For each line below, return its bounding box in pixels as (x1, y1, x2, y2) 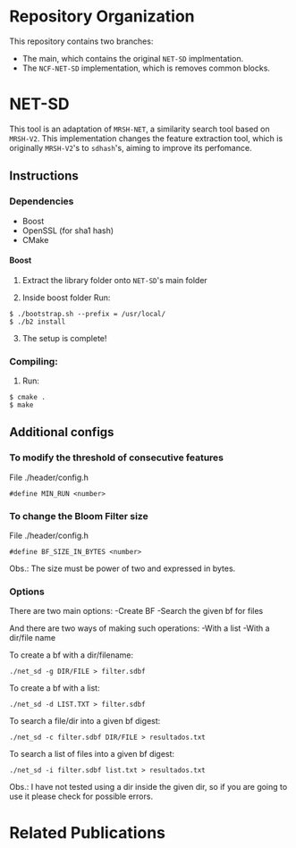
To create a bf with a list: (9, 683, 100, 693)
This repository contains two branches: (9, 36, 154, 46)
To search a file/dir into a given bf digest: (9, 716, 161, 726)
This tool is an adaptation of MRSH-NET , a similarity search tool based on (9, 123, 270, 134)
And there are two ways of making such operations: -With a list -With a (9, 623, 270, 634)
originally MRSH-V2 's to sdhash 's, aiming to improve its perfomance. (9, 142, 252, 153)
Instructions (9, 168, 79, 184)
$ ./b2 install (9, 317, 66, 326)
